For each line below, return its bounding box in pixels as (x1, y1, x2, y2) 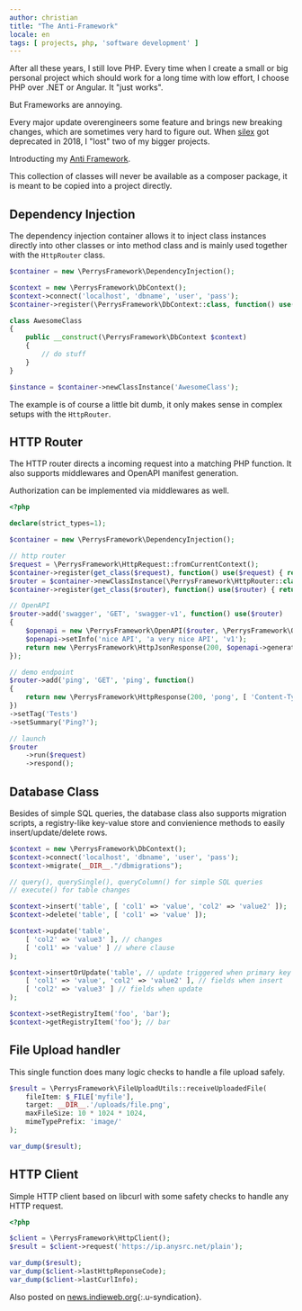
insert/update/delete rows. (9, 827, 108, 838)
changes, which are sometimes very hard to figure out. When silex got (9, 127, 270, 138)
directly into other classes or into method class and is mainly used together (9, 240, 288, 251)
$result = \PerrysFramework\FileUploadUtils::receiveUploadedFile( (9, 1083, 268, 1093)
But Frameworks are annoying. (9, 100, 123, 111)
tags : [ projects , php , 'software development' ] (9, 38, 200, 48)
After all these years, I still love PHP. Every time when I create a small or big (9, 63, 289, 74)
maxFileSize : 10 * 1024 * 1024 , (25, 1109, 147, 1118)
